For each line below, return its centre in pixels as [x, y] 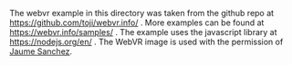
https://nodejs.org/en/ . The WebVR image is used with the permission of [146, 42]
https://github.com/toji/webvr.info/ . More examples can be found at [137, 23]
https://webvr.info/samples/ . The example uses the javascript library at [143, 32]
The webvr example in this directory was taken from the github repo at [142, 13]
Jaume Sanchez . [41, 51]
